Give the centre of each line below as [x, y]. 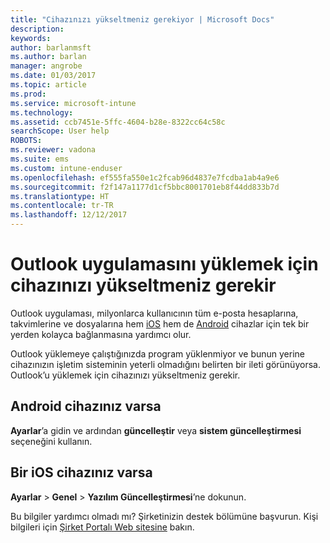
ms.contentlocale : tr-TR [62, 206]
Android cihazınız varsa [86, 406]
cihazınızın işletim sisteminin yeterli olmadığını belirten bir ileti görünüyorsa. [165, 364]
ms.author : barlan [48, 57]
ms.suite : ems [40, 159]
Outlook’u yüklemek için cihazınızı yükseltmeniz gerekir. [125, 375]
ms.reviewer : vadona [53, 150]
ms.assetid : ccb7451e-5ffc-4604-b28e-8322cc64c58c [118, 122]
